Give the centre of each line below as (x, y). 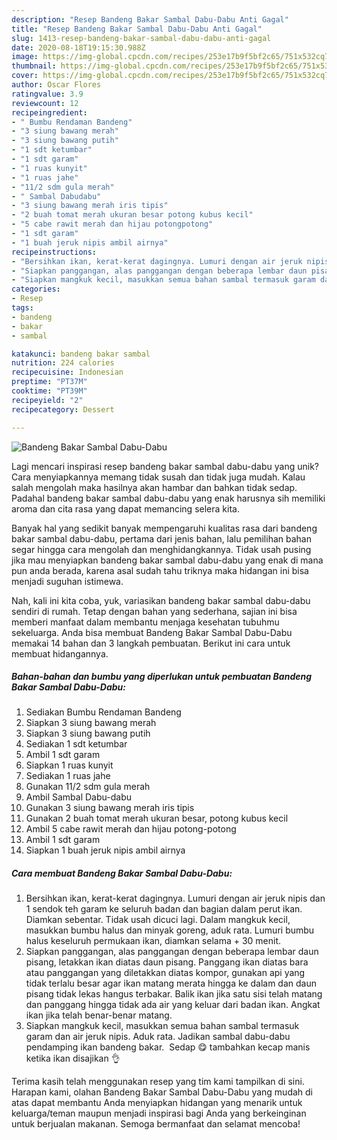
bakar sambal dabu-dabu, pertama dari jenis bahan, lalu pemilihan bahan (161, 538)
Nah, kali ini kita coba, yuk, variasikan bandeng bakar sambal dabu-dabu (161, 600)
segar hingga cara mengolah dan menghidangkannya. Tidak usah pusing (161, 549)
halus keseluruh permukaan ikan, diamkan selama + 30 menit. (153, 941)
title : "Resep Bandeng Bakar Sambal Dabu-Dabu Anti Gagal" (137, 29)
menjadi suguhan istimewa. (67, 581)
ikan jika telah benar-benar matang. (99, 1015)
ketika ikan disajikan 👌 (73, 1058)
